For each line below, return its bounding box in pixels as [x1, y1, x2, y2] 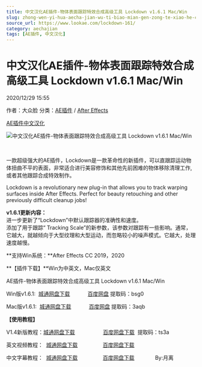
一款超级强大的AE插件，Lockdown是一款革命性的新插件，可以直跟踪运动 [6, 157, 186, 164]
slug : [6, 14, 20, 20]
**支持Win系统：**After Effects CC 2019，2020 [6, 252, 125, 259]
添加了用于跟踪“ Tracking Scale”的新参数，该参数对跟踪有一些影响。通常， [6, 224, 191, 232]
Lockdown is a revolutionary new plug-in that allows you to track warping [6, 184, 188, 191]
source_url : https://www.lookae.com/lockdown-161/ [6, 20, 136, 26]
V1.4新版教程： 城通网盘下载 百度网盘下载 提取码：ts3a [6, 328, 170, 336]
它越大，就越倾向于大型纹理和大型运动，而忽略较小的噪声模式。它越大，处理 [6, 232, 196, 239]
